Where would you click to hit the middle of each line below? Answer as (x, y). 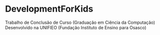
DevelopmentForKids (49, 9)
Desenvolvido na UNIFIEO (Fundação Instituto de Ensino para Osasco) (76, 27)
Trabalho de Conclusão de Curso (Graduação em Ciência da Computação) (80, 22)
